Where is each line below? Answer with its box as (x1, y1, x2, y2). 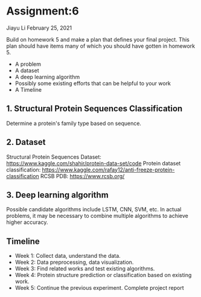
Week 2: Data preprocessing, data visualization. (14, 258, 134, 266)
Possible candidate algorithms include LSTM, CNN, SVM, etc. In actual (6, 206, 182, 213)
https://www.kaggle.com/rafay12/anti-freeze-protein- (42, 166, 175, 173)
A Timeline (14, 86, 42, 93)
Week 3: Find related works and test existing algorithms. (14, 265, 155, 272)
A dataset (14, 66, 39, 74)
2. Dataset (6, 137, 46, 147)
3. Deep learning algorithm (6, 190, 109, 200)
